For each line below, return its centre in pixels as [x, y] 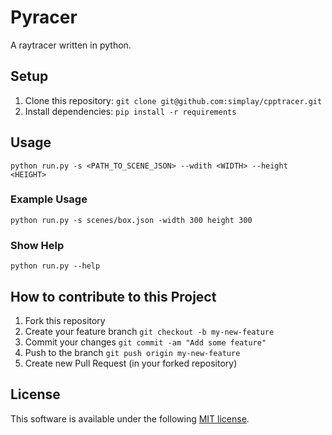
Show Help [37, 245]
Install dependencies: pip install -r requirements [130, 111]
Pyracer [44, 17]
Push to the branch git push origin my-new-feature [132, 352]
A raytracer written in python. [71, 45]
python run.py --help [55, 266]
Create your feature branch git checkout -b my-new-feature [149, 331]
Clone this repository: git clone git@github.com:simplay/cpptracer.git [173, 100]
